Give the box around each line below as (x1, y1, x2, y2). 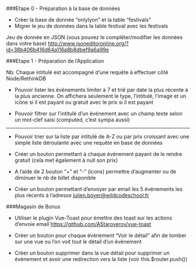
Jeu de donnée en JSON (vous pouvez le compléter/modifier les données (6, 34, 183, 40)
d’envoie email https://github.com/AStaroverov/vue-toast (14, 221, 152, 227)
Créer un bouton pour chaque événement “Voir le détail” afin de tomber (14, 232, 187, 239)
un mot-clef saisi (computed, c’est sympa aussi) (14, 116, 130, 123)
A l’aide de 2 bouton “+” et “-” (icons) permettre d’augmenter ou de (14, 168, 177, 175)
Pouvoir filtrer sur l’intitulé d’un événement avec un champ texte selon (14, 110, 183, 117)
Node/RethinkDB (6, 75, 47, 82)
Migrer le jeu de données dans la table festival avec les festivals (14, 23, 168, 29)
